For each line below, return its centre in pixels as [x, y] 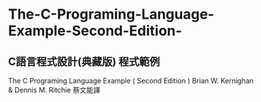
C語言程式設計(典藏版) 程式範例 [84, 61]
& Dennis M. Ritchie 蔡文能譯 [54, 90]
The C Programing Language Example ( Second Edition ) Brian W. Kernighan [131, 81]
